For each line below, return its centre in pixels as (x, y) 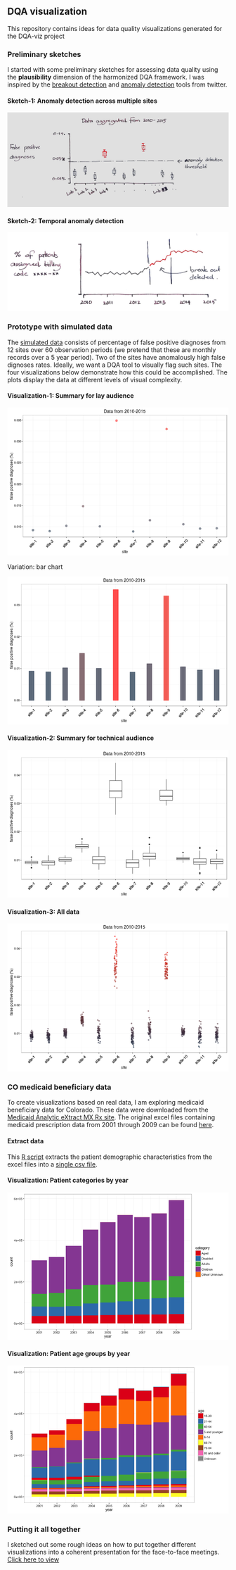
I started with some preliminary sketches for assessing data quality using (113, 70)
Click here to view (33, 1559)
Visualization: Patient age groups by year (69, 1354)
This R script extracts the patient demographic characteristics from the (110, 1157)
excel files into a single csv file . (52, 1164)
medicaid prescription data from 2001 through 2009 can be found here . (111, 1125)
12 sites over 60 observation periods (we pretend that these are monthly (112, 350)
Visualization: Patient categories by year (68, 1180)
